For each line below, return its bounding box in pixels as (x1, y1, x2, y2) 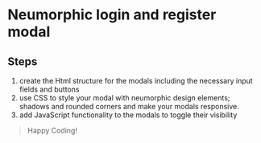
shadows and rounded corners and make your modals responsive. (19, 102, 239, 111)
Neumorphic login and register (7, 6, 217, 24)
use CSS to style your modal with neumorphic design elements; (19, 93, 230, 102)
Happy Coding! (27, 126, 78, 135)
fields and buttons (19, 84, 80, 94)
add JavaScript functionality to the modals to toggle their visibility (19, 110, 238, 120)
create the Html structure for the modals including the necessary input (19, 76, 253, 85)
